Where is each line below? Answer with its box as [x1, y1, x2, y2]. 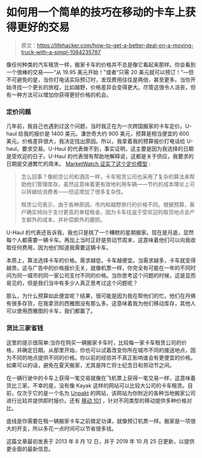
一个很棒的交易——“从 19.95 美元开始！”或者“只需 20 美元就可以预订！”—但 [6, 68, 194, 75]
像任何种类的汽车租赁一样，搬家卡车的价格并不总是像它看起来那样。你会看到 [6, 61, 196, 68]
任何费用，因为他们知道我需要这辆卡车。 [11, 244, 112, 251]
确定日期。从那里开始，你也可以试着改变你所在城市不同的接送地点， [22, 346, 191, 354]
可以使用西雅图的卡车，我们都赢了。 [6, 307, 96, 314]
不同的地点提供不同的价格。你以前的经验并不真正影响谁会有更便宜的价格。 [11, 354, 196, 361]
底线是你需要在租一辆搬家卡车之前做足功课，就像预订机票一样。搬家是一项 [6, 417, 191, 424]
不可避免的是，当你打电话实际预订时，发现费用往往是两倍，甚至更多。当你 [6, 76, 191, 83]
